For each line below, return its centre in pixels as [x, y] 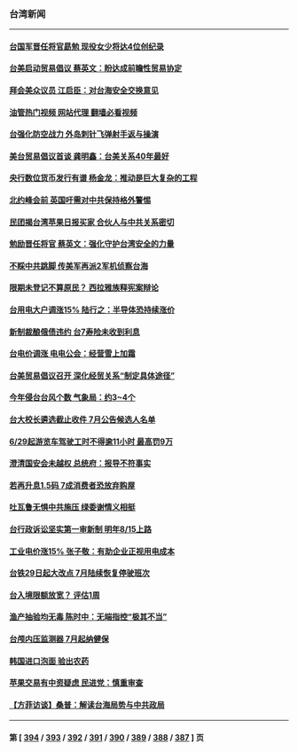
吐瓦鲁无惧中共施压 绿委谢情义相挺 [72, 507]
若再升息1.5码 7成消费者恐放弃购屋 [72, 485]
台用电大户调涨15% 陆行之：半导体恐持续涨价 [92, 310]
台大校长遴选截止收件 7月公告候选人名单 [82, 419]
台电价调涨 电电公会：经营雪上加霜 [72, 354]
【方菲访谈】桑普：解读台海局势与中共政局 [87, 704]
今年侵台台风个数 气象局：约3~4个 [72, 397]
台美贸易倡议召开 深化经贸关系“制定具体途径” [92, 375]
